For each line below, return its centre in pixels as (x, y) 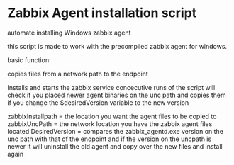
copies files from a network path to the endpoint (78, 74)
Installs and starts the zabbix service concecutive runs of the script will (111, 87)
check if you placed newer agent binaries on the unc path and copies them (117, 95)
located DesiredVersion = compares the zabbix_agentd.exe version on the (115, 131)
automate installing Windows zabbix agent (69, 33)
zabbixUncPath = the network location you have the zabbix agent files (110, 124)
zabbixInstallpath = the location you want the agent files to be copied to (112, 116)
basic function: (29, 60)
